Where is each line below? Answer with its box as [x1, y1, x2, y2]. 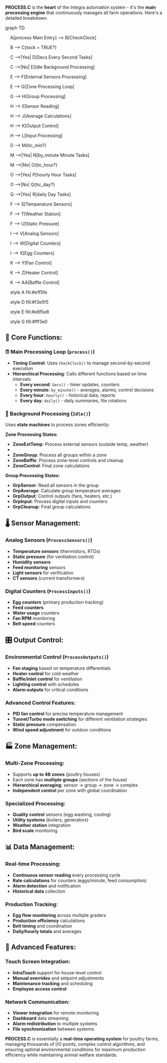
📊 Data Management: [5, 843, 75, 851]
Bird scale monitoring [12, 827, 58, 834]
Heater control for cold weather [12, 670, 79, 676]
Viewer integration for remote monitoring [12, 1009, 99, 1015]
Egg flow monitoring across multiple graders [12, 912, 107, 918]
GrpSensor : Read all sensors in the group [12, 482, 99, 488]
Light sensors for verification [12, 570, 74, 576]
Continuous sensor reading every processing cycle [12, 872, 121, 878]
